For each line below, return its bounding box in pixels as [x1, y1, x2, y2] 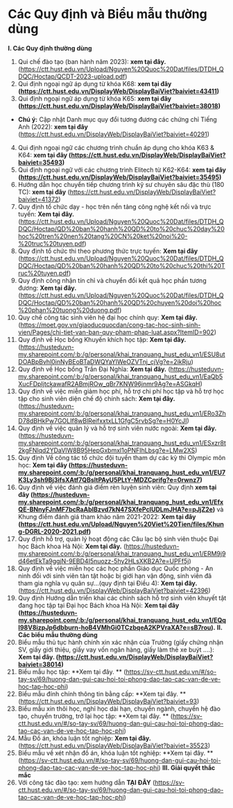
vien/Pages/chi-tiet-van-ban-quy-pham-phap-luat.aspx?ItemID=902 [17, 328, 214, 336]
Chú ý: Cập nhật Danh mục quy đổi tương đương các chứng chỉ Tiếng [17, 115, 217, 124]
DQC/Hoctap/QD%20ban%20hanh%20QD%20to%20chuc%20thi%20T [17, 261, 225, 270]
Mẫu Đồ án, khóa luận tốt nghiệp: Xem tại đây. [17, 734, 151, 742]
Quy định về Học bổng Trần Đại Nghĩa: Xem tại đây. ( [17, 365, 171, 373]
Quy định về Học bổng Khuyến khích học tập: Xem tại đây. [17, 335, 187, 343]
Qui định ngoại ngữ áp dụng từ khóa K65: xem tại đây [17, 94, 172, 103]
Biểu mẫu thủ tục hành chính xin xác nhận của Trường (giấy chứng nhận [17, 638, 224, 646]
